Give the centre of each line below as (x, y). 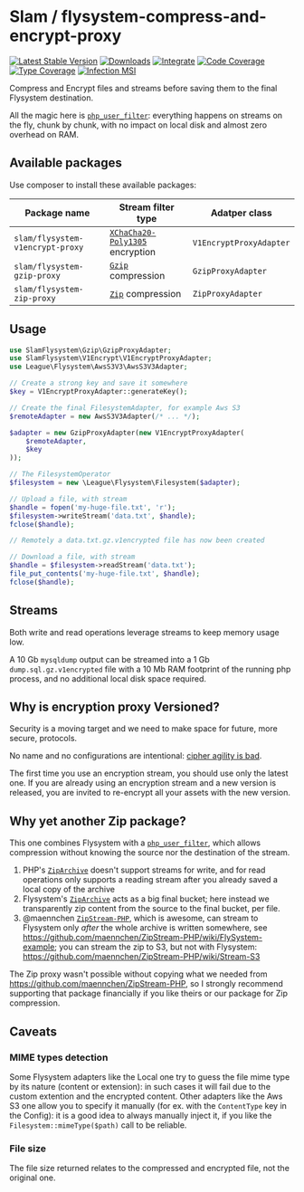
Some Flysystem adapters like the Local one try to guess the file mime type (150, 1077)
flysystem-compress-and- (164, 17)
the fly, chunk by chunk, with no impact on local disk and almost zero (138, 125)
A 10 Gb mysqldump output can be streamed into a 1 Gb (109, 659)
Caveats (33, 1031)
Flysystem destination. (51, 98)
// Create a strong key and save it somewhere (99, 383)
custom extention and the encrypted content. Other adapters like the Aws (146, 1096)
